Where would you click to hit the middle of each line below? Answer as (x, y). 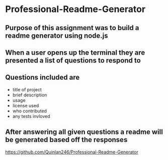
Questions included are (43, 77)
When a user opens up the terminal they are (75, 52)
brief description (30, 95)
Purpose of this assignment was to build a (72, 28)
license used (26, 105)
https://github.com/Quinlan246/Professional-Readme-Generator (72, 152)
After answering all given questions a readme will (84, 132)
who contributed (29, 111)
